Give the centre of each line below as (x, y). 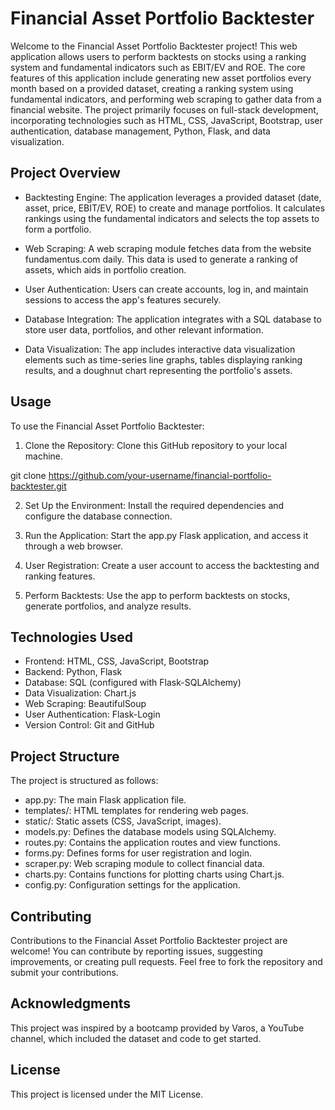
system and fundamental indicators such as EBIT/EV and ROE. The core (158, 67)
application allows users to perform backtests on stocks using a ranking (158, 56)
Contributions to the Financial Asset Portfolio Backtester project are (149, 940)
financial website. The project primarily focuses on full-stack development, (164, 109)
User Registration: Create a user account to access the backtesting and (172, 565)
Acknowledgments (71, 1003)
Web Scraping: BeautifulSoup (85, 704)
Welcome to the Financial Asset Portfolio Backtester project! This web (154, 46)
